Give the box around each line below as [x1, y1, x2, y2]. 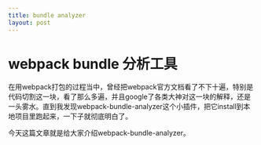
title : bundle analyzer [8, 11, 86, 20]
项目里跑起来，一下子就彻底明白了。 [14, 111, 132, 121]
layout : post [8, 19, 51, 27]
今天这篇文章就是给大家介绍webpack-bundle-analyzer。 [8, 129, 190, 138]
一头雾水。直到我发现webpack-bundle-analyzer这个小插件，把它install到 [8, 102, 244, 111]
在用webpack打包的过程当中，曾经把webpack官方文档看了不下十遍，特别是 [8, 82, 254, 92]
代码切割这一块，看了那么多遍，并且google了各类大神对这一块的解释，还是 [8, 92, 252, 102]
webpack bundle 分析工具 [8, 55, 178, 73]
